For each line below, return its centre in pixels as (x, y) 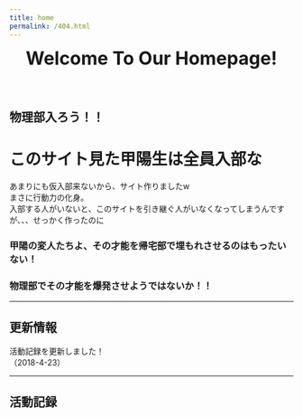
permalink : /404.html (50, 26)
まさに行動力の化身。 (49, 197)
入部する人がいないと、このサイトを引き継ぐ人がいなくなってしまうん (139, 208)
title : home (32, 18)
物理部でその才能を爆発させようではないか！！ (111, 286)
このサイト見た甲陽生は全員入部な (136, 160)
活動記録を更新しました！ (57, 351)
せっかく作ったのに (69, 220)
